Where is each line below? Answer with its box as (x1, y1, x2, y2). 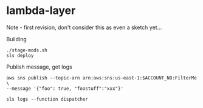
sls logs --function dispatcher (6, 96, 88, 102)
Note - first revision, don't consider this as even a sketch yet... (6, 24, 162, 31)
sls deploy (6, 52, 34, 58)
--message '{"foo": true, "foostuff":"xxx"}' (6, 86, 123, 92)
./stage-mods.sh (6, 47, 47, 53)
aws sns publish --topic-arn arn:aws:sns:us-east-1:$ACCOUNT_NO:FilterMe (6, 75, 198, 81)
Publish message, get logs (6, 63, 72, 70)
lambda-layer (6, 4, 76, 18)
